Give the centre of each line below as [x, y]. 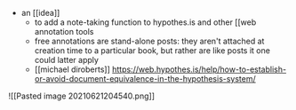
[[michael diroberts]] [72, 69]
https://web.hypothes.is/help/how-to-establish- [199, 69]
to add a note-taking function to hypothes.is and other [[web [145, 22]
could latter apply [67, 60]
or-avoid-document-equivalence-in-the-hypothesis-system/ [145, 79]
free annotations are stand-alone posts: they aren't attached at [149, 41]
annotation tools [64, 31]
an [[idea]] [40, 13]
